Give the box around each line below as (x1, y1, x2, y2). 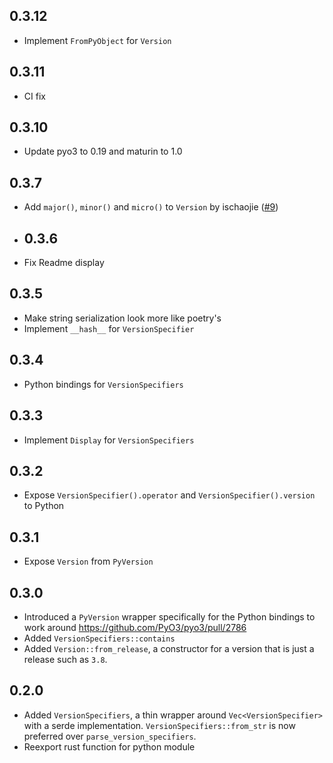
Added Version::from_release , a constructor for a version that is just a (23, 642, 315, 654)
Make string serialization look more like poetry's (23, 312, 222, 324)
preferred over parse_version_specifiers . (23, 730, 197, 742)
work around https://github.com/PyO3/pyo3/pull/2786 (23, 621, 247, 633)
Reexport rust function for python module (23, 740, 196, 753)
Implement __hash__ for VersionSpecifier (23, 322, 195, 334)
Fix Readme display (23, 257, 105, 269)
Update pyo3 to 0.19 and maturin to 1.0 (23, 145, 183, 158)
